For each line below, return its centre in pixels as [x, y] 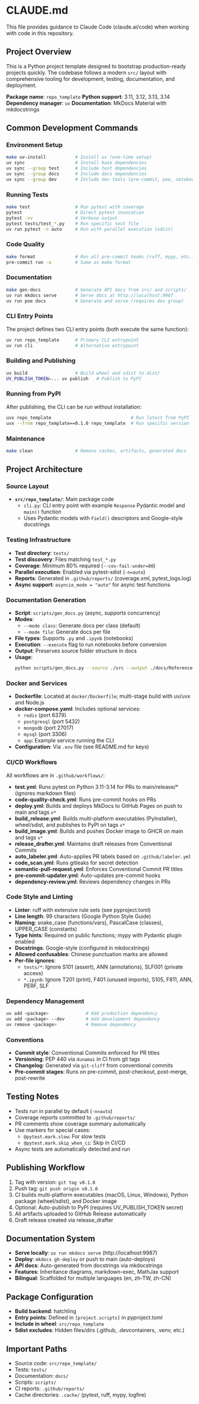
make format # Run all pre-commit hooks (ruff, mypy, [92, 256]
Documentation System [51, 1239]
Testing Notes [33, 1097]
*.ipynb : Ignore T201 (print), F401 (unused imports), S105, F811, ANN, [108, 979]
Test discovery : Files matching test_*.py [65, 559]
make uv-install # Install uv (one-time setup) [79, 157]
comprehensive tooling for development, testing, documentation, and [91, 79]
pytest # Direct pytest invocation [75, 212]
